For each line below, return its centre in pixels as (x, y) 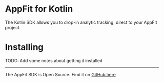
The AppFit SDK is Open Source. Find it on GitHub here (61, 74)
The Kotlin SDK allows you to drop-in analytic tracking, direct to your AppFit (81, 22)
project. (13, 27)
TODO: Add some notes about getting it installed (54, 60)
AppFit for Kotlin (39, 9)
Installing (24, 47)
